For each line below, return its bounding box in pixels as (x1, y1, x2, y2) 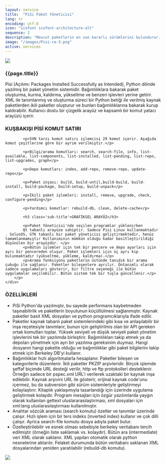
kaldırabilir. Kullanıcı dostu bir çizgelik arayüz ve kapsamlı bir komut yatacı (5, 107, 156, 113)
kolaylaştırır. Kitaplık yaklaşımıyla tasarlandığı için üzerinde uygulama (12, 387, 153, 393)
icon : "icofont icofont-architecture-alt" (5, 26, 94, 31)
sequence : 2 (5, 30, 30, 35)
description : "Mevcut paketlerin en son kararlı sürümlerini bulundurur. (5, 35, 161, 40)
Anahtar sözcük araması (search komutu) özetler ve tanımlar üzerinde (12, 408, 155, 414)
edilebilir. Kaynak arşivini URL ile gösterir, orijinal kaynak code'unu (12, 376, 148, 382)
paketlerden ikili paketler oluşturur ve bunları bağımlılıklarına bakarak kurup (5, 102, 159, 108)
